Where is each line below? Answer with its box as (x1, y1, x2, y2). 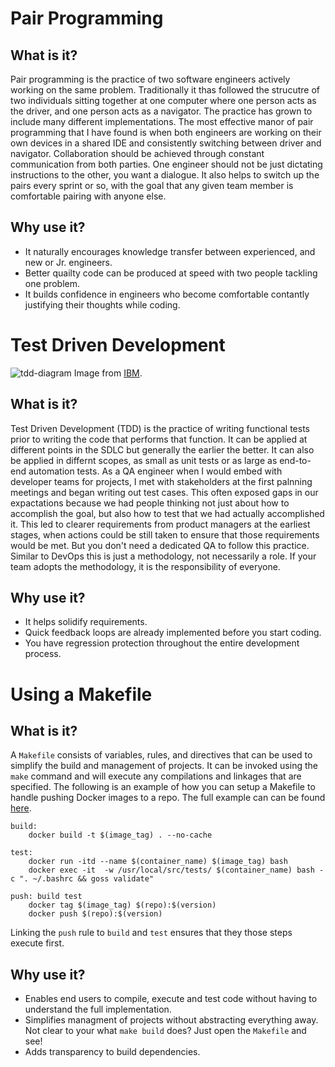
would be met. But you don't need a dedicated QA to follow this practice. (10, 539, 310, 551)
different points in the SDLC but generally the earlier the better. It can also (10, 443, 315, 456)
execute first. (10, 937, 65, 949)
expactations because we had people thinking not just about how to (10, 497, 290, 509)
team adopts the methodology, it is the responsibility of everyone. (10, 560, 281, 572)
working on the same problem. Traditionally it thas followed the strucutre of (10, 84, 320, 96)
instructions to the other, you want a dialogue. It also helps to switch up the (10, 169, 320, 181)
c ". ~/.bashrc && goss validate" (10, 874, 155, 884)
